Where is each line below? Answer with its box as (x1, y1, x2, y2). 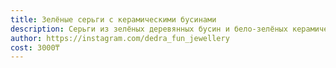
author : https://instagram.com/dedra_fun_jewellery (10, 33, 230, 43)
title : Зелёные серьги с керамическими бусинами (10, 14, 217, 25)
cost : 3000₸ (10, 42, 60, 53)
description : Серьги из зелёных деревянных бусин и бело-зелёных (10, 24, 288, 34)
